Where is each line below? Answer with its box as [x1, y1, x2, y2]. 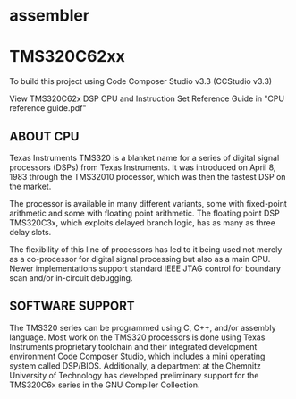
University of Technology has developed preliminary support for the [9, 369, 259, 380]
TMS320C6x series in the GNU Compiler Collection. [9, 379, 200, 390]
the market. [9, 181, 52, 191]
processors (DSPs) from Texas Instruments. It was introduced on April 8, [9, 162, 276, 173]
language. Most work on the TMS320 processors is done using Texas [9, 332, 266, 343]
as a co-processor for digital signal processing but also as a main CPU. [9, 253, 271, 264]
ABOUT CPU [9, 129, 80, 144]
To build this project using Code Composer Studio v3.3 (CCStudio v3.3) [9, 76, 273, 87]
